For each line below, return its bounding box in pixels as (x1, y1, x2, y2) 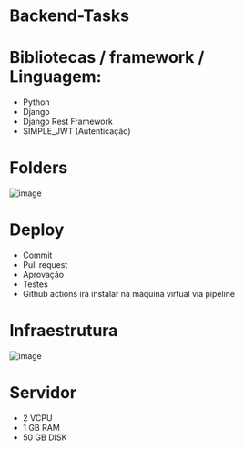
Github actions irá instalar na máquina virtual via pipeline (22, 289, 235, 299)
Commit (22, 250, 53, 261)
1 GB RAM (22, 422, 61, 433)
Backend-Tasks (9, 5, 130, 26)
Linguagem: (9, 66, 102, 87)
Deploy (9, 220, 65, 240)
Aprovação (22, 270, 65, 280)
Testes (22, 279, 48, 290)
